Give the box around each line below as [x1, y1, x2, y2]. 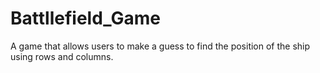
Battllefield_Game [10, 7, 162, 30]
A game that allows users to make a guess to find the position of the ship [10, 40, 311, 52]
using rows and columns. [10, 50, 114, 62]
